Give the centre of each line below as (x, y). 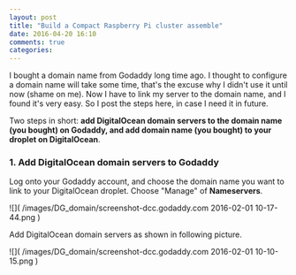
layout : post (33, 17)
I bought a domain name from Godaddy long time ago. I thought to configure (148, 75)
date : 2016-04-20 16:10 (53, 34)
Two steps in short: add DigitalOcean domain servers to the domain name (146, 121)
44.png (23, 218)
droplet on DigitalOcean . (55, 140)
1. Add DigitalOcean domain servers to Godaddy (114, 163)
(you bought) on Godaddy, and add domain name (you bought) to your (140, 130)
